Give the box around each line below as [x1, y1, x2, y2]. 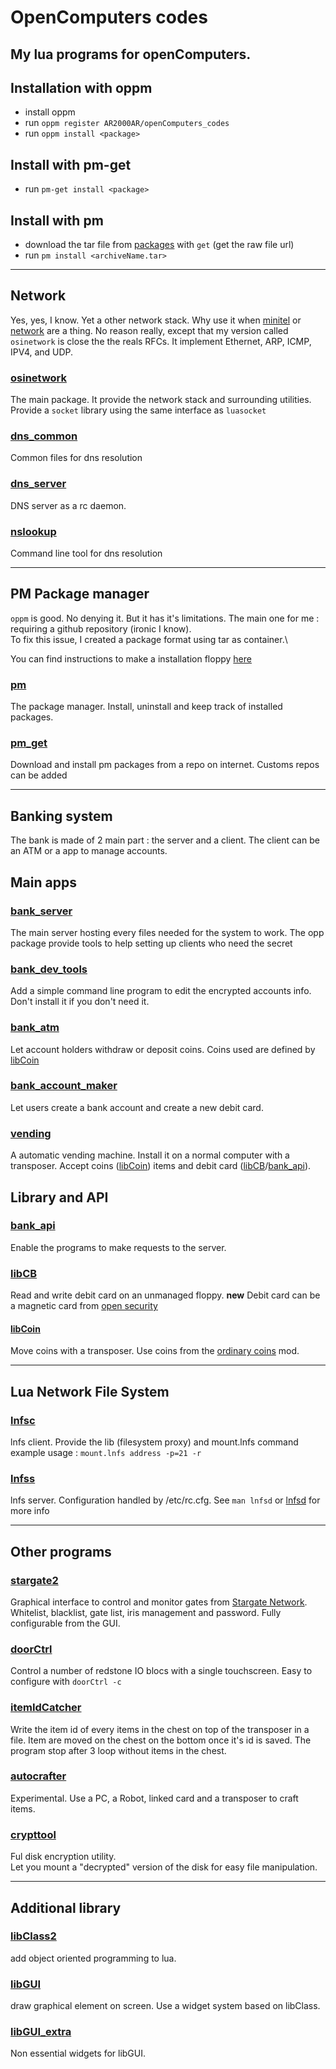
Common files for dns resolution [10, 452, 143, 464]
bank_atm [10, 1021, 60, 1035]
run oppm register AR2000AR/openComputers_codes [24, 117, 230, 129]
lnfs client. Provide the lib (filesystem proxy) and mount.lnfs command [10, 1436, 299, 1448]
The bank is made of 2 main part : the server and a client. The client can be [10, 834, 320, 846]
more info [10, 1505, 50, 1517]
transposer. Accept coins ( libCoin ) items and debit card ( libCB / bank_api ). [10, 1160, 312, 1172]
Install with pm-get [10, 156, 132, 173]
